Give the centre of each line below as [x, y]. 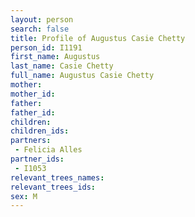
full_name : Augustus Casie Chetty [82, 76]
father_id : [33, 112]
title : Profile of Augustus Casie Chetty [98, 38]
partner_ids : [37, 159]
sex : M [24, 196]
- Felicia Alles [48, 150]
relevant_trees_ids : [53, 187]
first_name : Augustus [55, 57]
